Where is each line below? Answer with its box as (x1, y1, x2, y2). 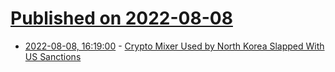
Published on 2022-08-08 (10, 7, 233, 30)
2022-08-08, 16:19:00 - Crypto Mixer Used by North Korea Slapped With (24, 40, 325, 52)
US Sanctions (24, 50, 82, 62)
